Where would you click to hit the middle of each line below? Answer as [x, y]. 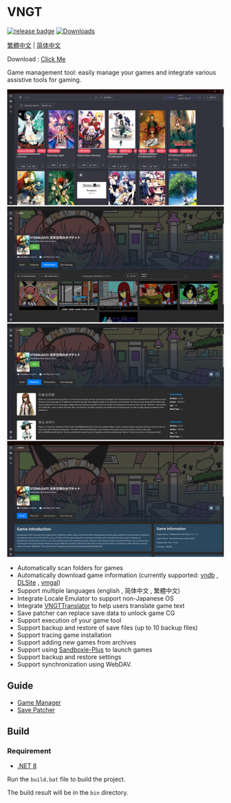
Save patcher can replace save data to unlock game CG [96, 613]
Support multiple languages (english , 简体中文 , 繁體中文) [99, 590]
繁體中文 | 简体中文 [34, 45]
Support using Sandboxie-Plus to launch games [85, 649]
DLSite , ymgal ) [38, 582]
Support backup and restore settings [69, 657]
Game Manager [39, 702]
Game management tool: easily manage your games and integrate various [112, 72]
